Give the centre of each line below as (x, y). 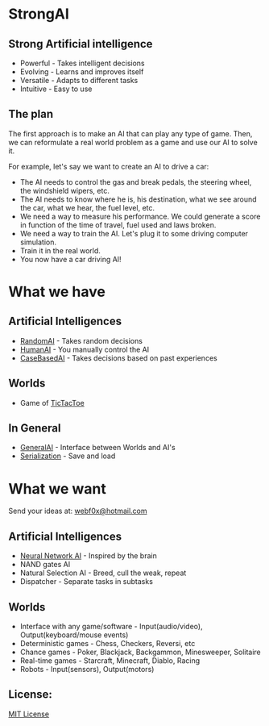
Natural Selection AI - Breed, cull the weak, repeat (103, 573)
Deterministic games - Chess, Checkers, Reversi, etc (108, 643)
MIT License (29, 714)
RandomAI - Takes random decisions (81, 340)
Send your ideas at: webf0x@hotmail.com (78, 511)
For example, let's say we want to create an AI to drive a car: (109, 166)
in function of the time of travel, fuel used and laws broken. (118, 225)
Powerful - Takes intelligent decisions (82, 63)
